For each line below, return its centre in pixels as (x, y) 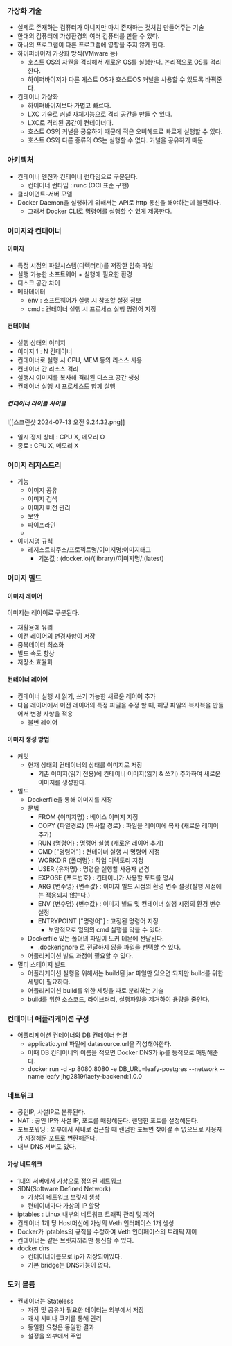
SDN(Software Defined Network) (64, 1188)
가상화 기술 (25, 10)
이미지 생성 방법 (28, 739)
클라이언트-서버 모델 (45, 194)
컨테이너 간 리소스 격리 (48, 369)
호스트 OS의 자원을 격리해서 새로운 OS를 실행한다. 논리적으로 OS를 (118, 62)
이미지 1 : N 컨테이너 (45, 351)
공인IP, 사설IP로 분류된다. (51, 1112)
